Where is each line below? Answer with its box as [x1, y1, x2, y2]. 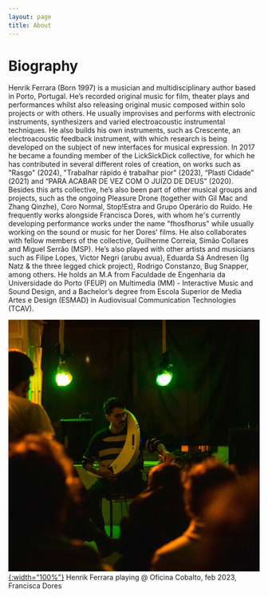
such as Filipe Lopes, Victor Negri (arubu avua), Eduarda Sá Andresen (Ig [8, 253, 249, 263]
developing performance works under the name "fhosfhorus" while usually [8, 219, 254, 229]
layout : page [8, 13, 52, 21]
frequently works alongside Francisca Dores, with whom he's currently [8, 210, 241, 220]
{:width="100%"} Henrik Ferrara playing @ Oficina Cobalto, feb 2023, [8, 572, 237, 583]
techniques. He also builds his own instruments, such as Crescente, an [8, 125, 241, 135]
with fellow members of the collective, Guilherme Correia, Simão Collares [8, 236, 249, 245]
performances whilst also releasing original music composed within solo [8, 100, 246, 109]
